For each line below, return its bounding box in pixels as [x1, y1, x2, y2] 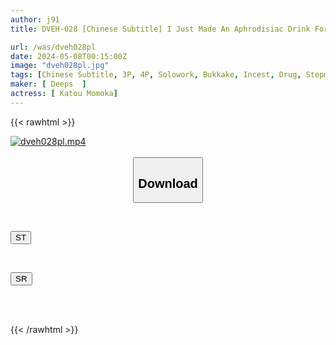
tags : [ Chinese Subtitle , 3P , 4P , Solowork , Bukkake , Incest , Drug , [10, 70, 302, 80]
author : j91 [10, 14, 60, 25]
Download [138, 176, 198, 191]
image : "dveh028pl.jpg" [10, 61, 110, 71]
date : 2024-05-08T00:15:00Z [10, 51, 128, 61]
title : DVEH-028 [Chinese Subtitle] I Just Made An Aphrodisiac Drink [10, 24, 311, 34]
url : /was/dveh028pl [10, 42, 97, 52]
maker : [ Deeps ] [10, 79, 87, 90]
